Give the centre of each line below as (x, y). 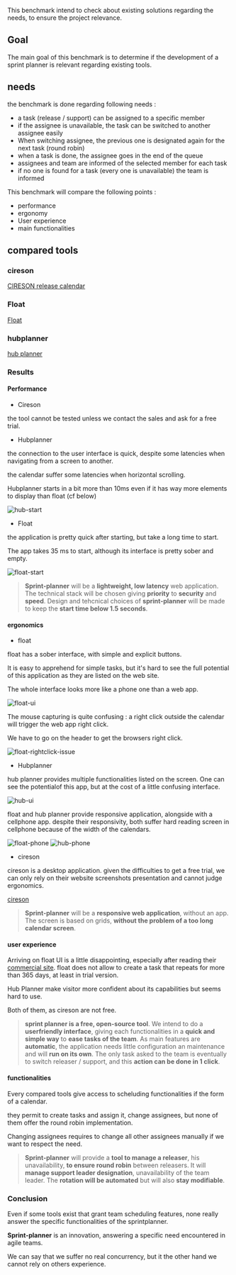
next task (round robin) (51, 147)
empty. (18, 559)
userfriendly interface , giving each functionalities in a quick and (120, 1032)
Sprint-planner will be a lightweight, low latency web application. (122, 586)
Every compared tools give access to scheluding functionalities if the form (116, 1093)
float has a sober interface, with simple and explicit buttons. (95, 655)
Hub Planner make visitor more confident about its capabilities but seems (114, 989)
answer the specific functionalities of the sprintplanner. (88, 1221)
